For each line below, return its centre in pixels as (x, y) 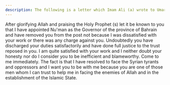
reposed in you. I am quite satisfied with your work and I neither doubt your (83, 51)
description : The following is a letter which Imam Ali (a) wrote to (80, 10)
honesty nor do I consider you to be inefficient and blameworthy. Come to (82, 56)
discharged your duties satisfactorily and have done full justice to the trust (83, 45)
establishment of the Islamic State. (41, 77)
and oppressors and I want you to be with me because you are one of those (84, 67)
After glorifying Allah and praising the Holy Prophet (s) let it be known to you (85, 24)
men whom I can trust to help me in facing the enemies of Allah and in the (82, 72)
